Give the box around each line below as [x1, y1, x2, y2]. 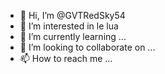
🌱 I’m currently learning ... [19, 31, 127, 42]
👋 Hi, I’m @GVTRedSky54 [19, 10, 126, 21]
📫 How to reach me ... [19, 53, 113, 64]
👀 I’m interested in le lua [19, 20, 119, 32]
